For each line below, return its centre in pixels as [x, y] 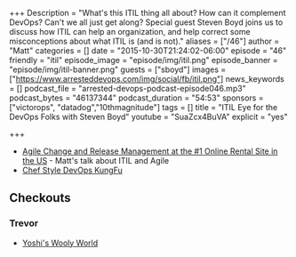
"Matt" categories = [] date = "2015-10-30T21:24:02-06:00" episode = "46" [148, 51]
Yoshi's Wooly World [60, 243]
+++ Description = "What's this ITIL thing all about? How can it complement [148, 13]
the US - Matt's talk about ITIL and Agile [96, 161]
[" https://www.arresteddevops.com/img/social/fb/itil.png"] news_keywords [147, 79]
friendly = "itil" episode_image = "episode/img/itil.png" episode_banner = [144, 60]
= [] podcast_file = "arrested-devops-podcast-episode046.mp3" [128, 88]
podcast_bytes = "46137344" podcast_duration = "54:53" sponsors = [136, 98]
